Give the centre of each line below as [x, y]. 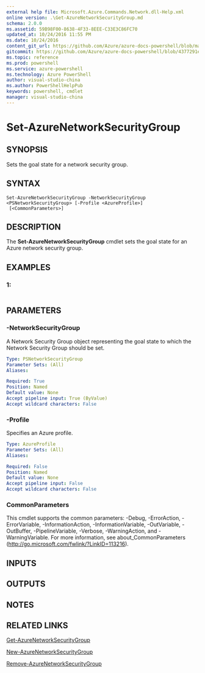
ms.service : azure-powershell [45, 69]
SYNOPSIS [27, 150]
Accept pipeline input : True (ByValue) [57, 398]
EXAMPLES [28, 267]
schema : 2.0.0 [24, 23]
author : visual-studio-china [43, 80]
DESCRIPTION [34, 227]
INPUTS [21, 563]
